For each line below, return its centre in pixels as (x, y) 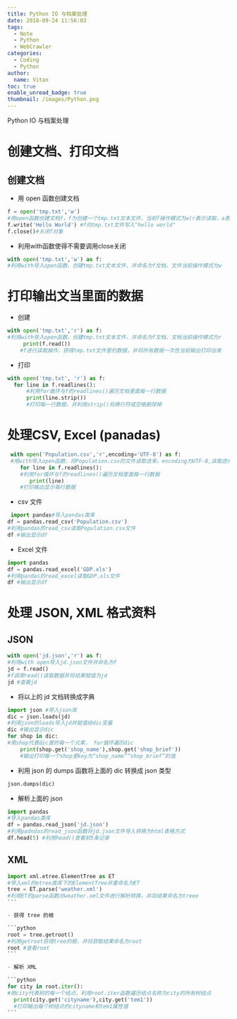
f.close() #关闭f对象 (35, 231)
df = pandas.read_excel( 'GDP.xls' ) (60, 569)
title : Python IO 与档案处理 (48, 14)
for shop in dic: (33, 737)
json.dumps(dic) (31, 784)
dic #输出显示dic (31, 730)
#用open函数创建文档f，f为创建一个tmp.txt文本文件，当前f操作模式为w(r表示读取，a (116, 218)
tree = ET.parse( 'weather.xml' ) (55, 890)
